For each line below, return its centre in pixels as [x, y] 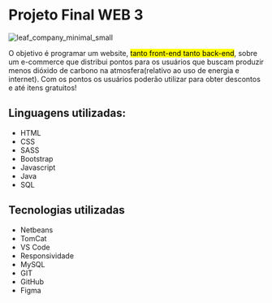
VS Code [35, 247]
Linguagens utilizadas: [67, 113]
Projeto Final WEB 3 [76, 15]
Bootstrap [37, 158]
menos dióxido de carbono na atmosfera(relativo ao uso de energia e [124, 70]
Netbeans [37, 230]
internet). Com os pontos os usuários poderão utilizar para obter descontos [135, 79]
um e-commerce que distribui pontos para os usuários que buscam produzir [136, 62]
